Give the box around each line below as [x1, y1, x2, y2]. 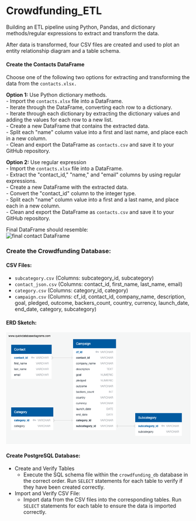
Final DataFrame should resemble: [6, 226, 89, 233]
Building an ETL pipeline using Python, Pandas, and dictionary [6, 23, 156, 30]
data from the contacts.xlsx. [6, 80, 77, 87]
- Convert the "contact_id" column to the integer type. [6, 190, 136, 197]
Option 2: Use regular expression [6, 159, 87, 166]
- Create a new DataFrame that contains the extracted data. [6, 122, 150, 130]
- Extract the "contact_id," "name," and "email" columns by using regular [6, 171, 181, 178]
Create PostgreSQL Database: [6, 452, 81, 459]
